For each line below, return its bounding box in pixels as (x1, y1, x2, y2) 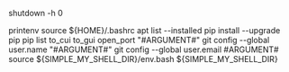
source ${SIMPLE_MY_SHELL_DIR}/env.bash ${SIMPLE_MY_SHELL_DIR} (8, 54, 278, 64)
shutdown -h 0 (8, 8, 64, 18)
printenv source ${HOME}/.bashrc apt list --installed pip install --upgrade (8, 25, 281, 35)
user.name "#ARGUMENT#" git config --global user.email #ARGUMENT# (8, 44, 280, 55)
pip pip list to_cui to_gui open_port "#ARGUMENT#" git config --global (8, 35, 270, 45)
